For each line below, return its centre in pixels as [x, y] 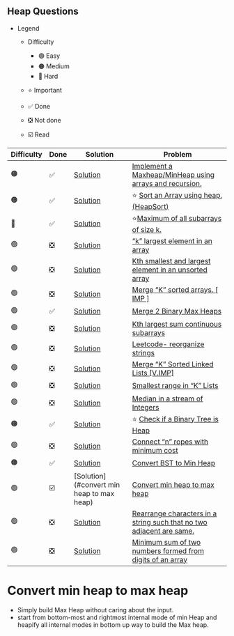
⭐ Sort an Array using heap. [177, 195]
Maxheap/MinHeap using [173, 175]
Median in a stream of [167, 398]
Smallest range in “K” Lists [175, 386]
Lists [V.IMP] [153, 373]
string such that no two [170, 522]
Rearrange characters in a [174, 513]
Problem [178, 154]
